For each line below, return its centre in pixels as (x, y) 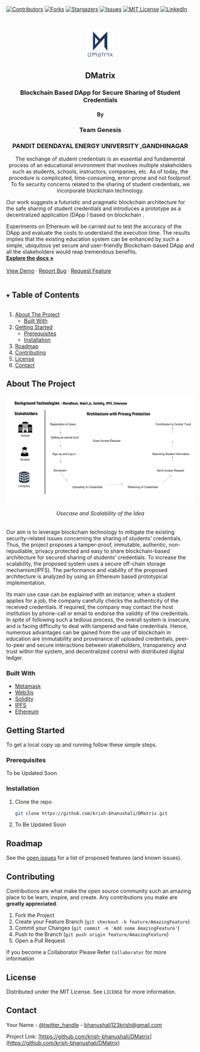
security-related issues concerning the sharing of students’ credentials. (94, 538)
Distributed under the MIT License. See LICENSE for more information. (91, 992)
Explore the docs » (30, 258)
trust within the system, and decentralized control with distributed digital (95, 651)
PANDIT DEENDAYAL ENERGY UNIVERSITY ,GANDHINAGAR (100, 146)
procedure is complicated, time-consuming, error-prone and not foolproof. (100, 178)
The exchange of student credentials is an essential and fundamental (100, 159)
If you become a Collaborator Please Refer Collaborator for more (86, 952)
